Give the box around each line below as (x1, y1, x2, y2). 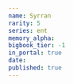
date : (8, 57, 26, 65)
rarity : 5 (8, 19, 41, 27)
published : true (8, 64, 62, 72)
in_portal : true (8, 49, 62, 57)
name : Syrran (8, 11, 52, 20)
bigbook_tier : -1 (8, 42, 66, 50)
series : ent (8, 26, 48, 34)
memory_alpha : (8, 34, 56, 42)
